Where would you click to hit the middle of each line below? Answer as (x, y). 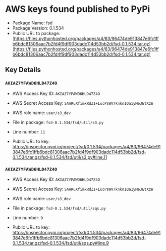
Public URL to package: (36, 33)
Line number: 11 (29, 131)
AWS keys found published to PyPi (78, 9)
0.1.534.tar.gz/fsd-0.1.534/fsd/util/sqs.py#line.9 (60, 243)
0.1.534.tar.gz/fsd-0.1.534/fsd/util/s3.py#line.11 (60, 157)
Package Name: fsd (32, 23)
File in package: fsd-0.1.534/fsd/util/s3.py (58, 122)
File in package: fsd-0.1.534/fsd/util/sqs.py (59, 208)
